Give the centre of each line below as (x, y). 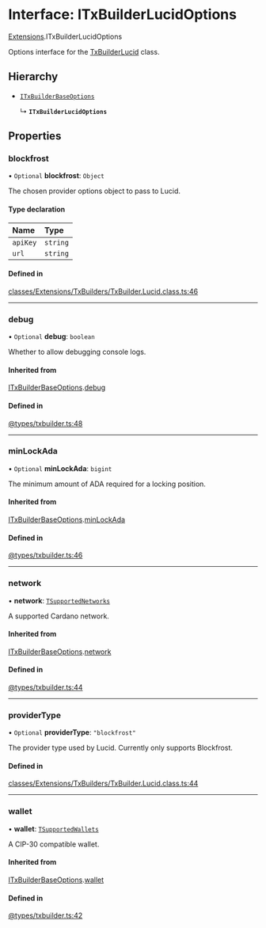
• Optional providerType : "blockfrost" (72, 732)
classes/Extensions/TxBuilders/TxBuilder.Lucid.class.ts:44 (103, 783)
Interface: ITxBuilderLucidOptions (123, 15)
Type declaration (37, 209)
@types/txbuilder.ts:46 (46, 555)
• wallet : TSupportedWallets (53, 828)
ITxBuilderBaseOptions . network (60, 652)
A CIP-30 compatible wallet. (54, 844)
